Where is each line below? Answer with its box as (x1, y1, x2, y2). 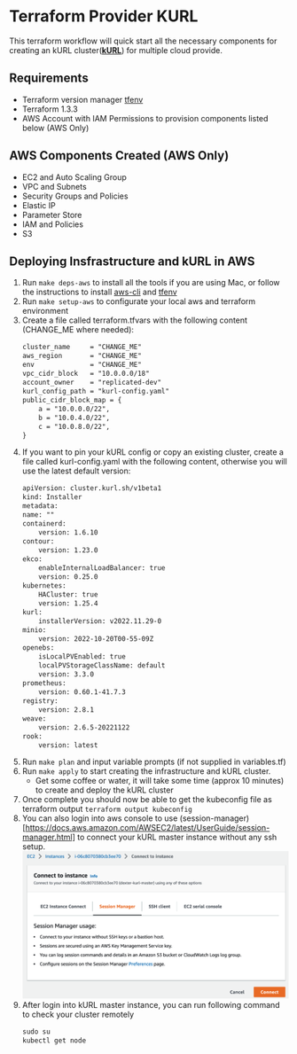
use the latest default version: (21, 465, 131, 476)
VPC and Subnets (21, 181, 87, 191)
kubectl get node (21, 1036, 87, 1045)
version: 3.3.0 (38, 670, 95, 679)
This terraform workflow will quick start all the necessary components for (9, 35, 277, 46)
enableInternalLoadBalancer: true (38, 564, 166, 573)
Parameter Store (21, 209, 82, 220)
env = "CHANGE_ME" (21, 361, 142, 370)
